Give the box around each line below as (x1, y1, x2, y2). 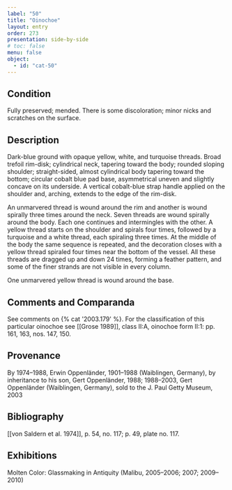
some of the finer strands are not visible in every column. (7, 262, 171, 271)
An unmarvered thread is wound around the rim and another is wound (7, 203, 208, 211)
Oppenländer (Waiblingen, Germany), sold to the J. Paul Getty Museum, (7, 383, 213, 392)
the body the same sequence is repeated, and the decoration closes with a (7, 240, 222, 248)
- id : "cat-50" (13, 62, 58, 69)
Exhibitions (7, 450, 57, 461)
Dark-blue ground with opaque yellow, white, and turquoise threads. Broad (7, 153, 222, 161)
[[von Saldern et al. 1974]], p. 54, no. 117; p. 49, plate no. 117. (7, 429, 180, 438)
